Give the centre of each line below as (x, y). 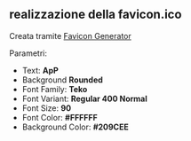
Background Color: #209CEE (75, 127)
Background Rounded (63, 80)
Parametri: (28, 53)
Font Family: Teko (55, 89)
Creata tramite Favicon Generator (70, 35)
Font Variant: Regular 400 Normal (85, 98)
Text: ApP (40, 70)
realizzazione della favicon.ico (95, 15)
